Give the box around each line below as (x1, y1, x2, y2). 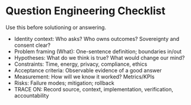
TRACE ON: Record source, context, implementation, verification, (14, 85, 173, 93)
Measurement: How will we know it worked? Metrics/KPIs (14, 73, 155, 80)
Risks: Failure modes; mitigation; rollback (14, 79, 114, 87)
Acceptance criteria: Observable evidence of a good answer (14, 66, 162, 74)
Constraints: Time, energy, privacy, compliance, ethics (14, 61, 148, 68)
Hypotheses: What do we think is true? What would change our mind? (14, 54, 185, 61)
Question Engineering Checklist (5, 4, 165, 18)
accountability (14, 92, 49, 99)
